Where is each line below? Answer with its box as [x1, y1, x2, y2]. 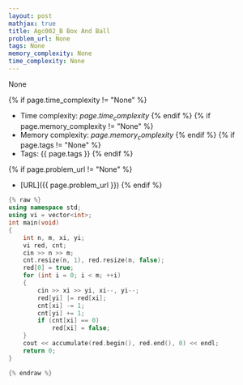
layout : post [8, 11, 53, 20]
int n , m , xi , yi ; [23, 233, 85, 242]
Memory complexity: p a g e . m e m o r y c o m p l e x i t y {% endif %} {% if [19, 130, 235, 142]
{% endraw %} [8, 369, 53, 377]
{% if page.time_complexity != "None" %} [8, 95, 147, 105]
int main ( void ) [8, 219, 60, 227]
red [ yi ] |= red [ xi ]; [37, 293, 107, 302]
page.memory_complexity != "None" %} [19, 121, 154, 130]
